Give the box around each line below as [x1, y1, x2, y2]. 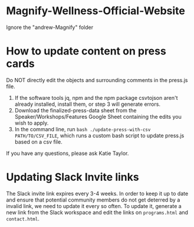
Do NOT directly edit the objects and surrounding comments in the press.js [6, 76, 188, 83]
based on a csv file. [14, 138, 63, 145]
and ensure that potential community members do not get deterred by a [6, 196, 180, 203]
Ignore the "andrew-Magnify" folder [6, 24, 94, 31]
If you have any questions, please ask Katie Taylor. [6, 150, 129, 157]
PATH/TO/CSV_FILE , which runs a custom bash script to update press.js [14, 132, 185, 139]
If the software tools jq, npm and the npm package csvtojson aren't [14, 94, 178, 101]
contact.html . [6, 215, 40, 222]
